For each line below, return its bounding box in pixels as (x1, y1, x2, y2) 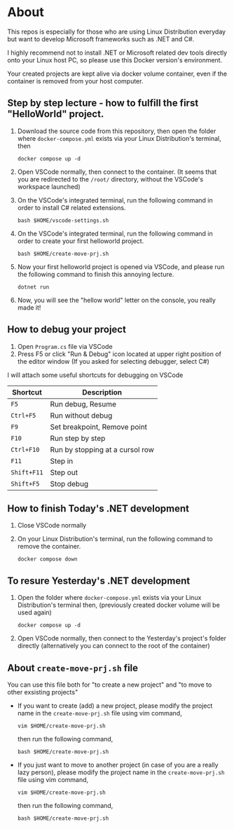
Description (82, 387, 123, 397)
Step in (50, 456, 74, 466)
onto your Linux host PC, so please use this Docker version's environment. (7, 55, 223, 64)
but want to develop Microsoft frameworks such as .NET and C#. (7, 34, 195, 43)
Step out (50, 467, 78, 477)
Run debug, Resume (50, 399, 117, 409)
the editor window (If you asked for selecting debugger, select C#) (17, 357, 209, 365)
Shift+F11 (11, 468, 43, 477)
